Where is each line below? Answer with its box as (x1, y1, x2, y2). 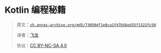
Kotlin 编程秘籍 (4, 4, 66, 16)
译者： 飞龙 (16, 32, 39, 38)
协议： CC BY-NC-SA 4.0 (16, 42, 67, 48)
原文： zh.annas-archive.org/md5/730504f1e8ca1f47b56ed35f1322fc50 (16, 22, 156, 27)
